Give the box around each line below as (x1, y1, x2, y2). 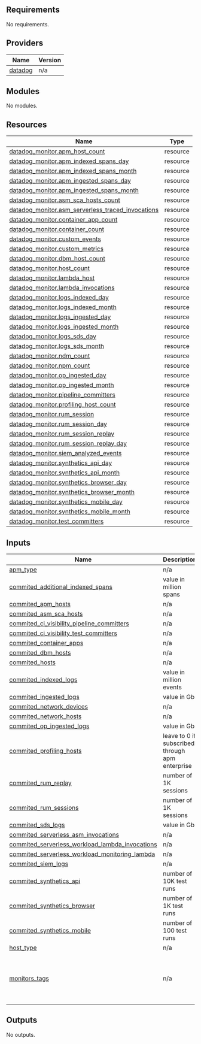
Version (38, 56, 62, 64)
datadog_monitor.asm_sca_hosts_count (9, 196, 121, 204)
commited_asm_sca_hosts (9, 610, 83, 618)
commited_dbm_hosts (9, 649, 71, 657)
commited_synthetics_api (9, 877, 81, 885)
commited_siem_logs (9, 860, 69, 868)
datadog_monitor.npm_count (9, 362, 90, 370)
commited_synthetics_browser (9, 901, 96, 910)
